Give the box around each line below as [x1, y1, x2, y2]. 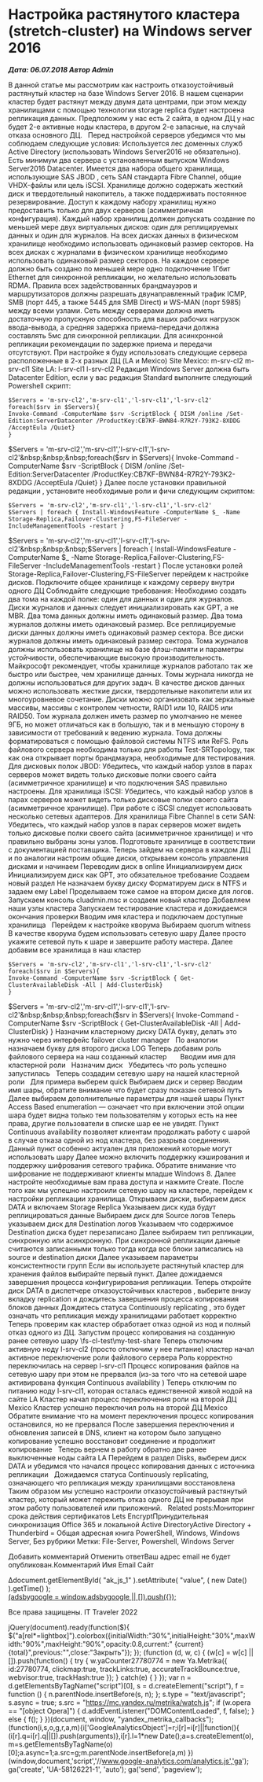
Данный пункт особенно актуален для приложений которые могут [8, 1143, 232, 1153]
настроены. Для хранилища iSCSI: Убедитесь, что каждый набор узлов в [8, 786, 254, 796]
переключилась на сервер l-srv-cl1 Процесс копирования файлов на [8, 1360, 239, 1370]
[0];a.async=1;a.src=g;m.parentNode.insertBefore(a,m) [8, 1747, 187, 1757]
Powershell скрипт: [8, 381, 71, 390]
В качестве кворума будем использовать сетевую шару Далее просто [8, 928, 247, 937]
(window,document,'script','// [8, 1756, 102, 1765]
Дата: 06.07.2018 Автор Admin [8, 64, 114, 74]
